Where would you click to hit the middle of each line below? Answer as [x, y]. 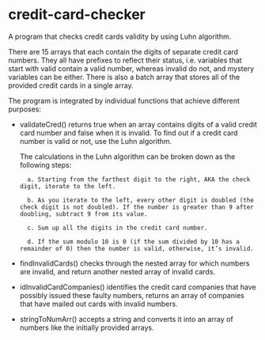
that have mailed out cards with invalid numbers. [98, 304]
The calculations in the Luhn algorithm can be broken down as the [127, 157]
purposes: [25, 109]
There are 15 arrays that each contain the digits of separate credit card [123, 51]
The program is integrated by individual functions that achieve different [124, 100]
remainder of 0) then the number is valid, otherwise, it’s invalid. [137, 248]
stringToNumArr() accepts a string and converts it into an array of [126, 319]
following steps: [45, 164]
